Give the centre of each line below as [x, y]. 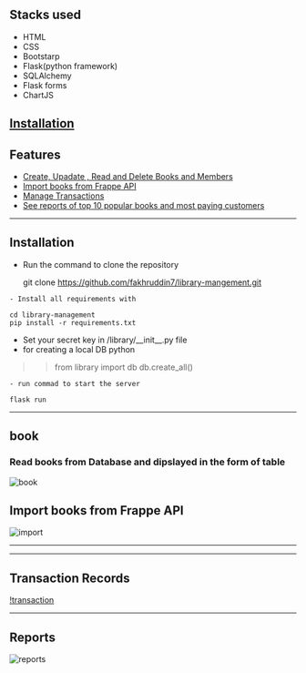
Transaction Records [70, 578]
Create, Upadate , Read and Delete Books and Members [128, 177]
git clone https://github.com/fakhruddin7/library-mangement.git [142, 282]
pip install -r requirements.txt [73, 322]
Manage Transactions [63, 196]
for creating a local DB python [79, 349]
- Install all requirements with [73, 299]
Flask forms [45, 85]
